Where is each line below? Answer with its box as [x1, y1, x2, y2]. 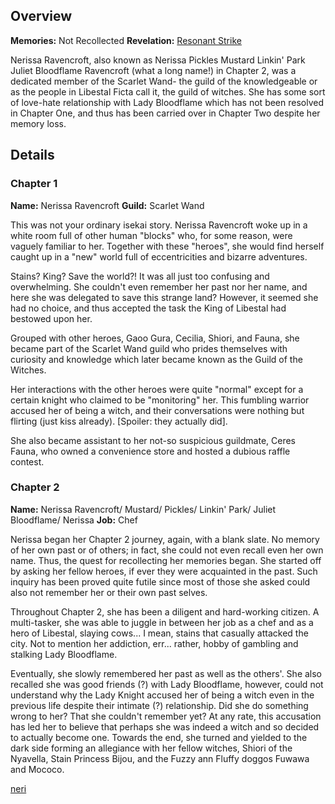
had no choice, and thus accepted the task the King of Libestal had [10, 302, 287, 314]
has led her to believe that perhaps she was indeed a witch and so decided [10, 720, 320, 733]
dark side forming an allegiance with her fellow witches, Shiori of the [10, 742, 293, 754]
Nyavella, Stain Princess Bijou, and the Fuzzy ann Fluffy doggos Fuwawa [10, 752, 310, 764]
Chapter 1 [10, 177, 58, 191]
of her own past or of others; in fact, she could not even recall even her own [10, 544, 324, 556]
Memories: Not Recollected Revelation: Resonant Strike [10, 34, 242, 46]
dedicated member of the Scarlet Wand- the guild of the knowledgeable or [10, 75, 318, 87]
